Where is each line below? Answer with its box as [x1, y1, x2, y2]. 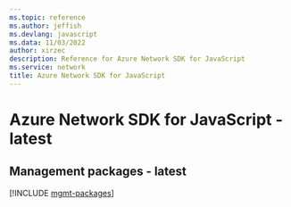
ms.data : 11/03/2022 [9, 37, 87, 47]
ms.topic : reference [9, 12, 87, 22]
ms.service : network [9, 63, 87, 72]
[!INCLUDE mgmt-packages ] [9, 187, 114, 198]
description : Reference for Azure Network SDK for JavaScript [9, 54, 245, 63]
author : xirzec [9, 46, 66, 55]
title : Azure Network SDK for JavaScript [9, 71, 166, 80]
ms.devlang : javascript [9, 29, 98, 38]
